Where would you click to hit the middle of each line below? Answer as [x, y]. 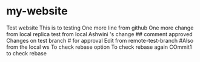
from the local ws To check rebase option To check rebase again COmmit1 [99, 47]
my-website [37, 11]
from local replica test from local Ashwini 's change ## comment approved [99, 34]
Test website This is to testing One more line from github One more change [100, 28]
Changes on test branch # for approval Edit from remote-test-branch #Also [100, 40]
